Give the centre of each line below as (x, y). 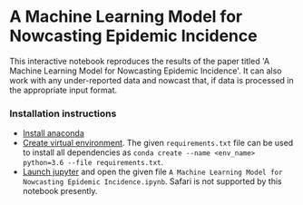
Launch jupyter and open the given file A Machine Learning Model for (152, 172)
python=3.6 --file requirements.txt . (93, 162)
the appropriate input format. (64, 90)
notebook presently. (60, 191)
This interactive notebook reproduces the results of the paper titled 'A (140, 61)
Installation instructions (63, 113)
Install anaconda (53, 133)
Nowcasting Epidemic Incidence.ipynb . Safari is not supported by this (152, 181)
